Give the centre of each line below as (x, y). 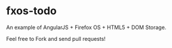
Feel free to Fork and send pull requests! (56, 39)
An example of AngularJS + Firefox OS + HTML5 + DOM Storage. (86, 27)
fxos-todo (31, 11)
